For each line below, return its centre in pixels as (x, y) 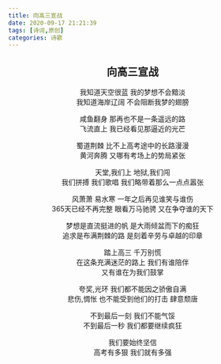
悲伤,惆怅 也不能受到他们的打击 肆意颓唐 (133, 299)
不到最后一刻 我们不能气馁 (133, 316)
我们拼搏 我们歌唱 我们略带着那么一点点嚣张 (133, 182)
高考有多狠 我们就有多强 (133, 352)
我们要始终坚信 (133, 343)
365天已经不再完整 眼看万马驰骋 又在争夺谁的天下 (133, 209)
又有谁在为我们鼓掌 (133, 272)
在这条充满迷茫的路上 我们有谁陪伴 (133, 263)
